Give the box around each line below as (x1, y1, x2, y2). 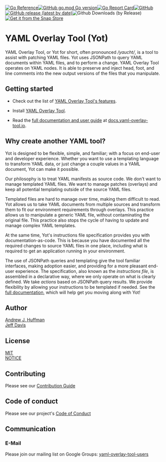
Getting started (5, 85, 54, 93)
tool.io (12, 122, 26, 128)
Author (5, 304, 27, 312)
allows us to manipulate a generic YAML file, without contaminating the (5, 212, 150, 218)
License (5, 337, 30, 345)
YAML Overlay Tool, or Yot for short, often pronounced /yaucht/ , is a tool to (5, 49, 159, 55)
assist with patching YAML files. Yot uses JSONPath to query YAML (5, 54, 143, 60)
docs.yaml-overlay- (108, 117, 148, 123)
